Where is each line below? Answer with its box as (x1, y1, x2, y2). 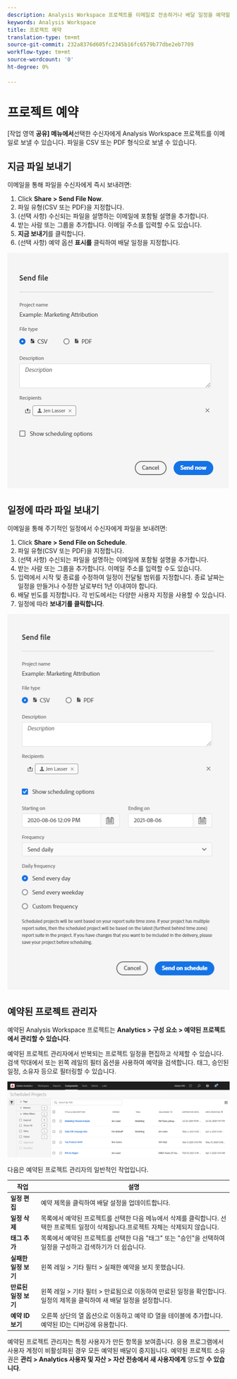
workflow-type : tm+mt (7, 49, 71, 56)
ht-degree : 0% (7, 64, 49, 71)
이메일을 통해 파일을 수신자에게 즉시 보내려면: (7, 181, 132, 189)
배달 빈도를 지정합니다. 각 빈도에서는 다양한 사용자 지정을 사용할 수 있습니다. (17, 591, 227, 599)
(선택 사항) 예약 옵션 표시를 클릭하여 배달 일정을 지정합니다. (17, 239, 181, 247)
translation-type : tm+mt (7, 34, 80, 41)
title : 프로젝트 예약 (7, 26, 62, 33)
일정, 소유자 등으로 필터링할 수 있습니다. (7, 1067, 116, 1076)
